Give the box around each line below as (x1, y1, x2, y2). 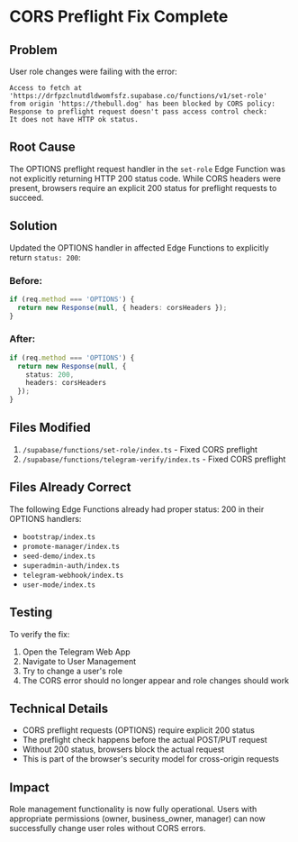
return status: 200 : (9, 252, 81, 262)
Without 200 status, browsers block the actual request (22, 744, 225, 755)
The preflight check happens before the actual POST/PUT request (22, 735, 267, 746)
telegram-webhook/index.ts (22, 571, 124, 580)
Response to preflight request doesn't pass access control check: (9, 107, 268, 116)
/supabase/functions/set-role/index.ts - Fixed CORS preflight (22, 444, 258, 454)
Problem (9, 42, 59, 58)
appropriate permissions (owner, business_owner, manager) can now (9, 813, 266, 824)
